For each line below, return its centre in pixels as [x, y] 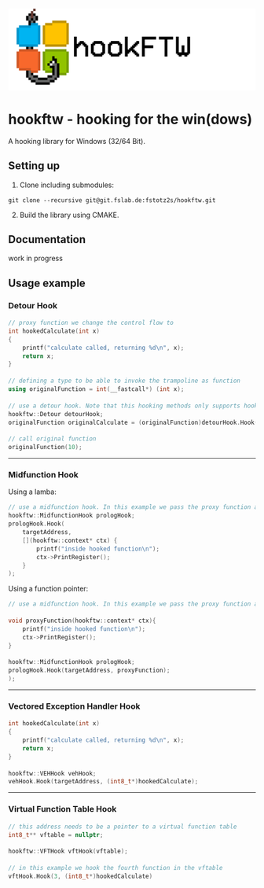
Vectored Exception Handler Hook [74, 706]
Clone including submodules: [66, 185]
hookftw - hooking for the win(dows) [130, 120]
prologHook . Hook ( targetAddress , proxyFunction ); [89, 671]
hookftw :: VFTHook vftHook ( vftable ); [68, 851]
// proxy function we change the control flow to [91, 323]
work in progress [35, 258]
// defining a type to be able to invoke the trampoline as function [125, 381]
